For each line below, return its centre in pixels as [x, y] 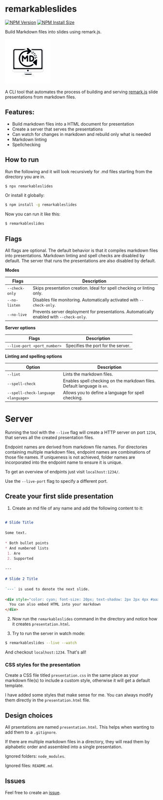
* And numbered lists [27, 548]
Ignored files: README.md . [29, 766]
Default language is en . [86, 386]
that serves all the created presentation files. [50, 437]
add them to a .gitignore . [31, 732]
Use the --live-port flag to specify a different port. [57, 481]
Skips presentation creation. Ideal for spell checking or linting [94, 288]
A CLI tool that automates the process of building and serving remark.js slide [81, 92]
